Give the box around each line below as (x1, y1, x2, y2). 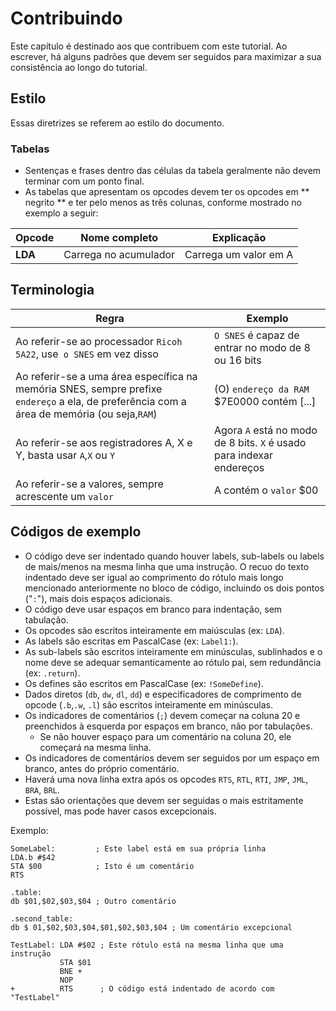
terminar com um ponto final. (24, 175, 145, 187)
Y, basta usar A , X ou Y (15, 448, 116, 462)
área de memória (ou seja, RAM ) (15, 407, 158, 421)
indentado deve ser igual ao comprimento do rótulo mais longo (24, 571, 284, 583)
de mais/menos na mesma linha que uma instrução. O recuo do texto (24, 560, 310, 572)
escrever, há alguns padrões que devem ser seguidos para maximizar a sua (10, 50, 322, 62)
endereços (214, 460, 265, 474)
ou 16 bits (214, 353, 262, 367)
